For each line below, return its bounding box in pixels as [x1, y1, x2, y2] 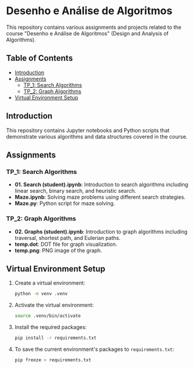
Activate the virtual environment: [14, 302, 94, 309]
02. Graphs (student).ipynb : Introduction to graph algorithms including [14, 228, 188, 235]
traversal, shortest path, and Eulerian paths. [14, 234, 121, 241]
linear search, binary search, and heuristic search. [14, 187, 136, 195]
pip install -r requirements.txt [14, 335, 97, 341]
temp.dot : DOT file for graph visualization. [14, 240, 118, 248]
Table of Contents [6, 53, 73, 63]
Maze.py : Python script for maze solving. [14, 200, 115, 207]
